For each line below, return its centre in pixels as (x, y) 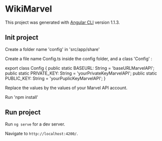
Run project (23, 112)
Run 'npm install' (22, 97)
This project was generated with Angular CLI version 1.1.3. (62, 22)
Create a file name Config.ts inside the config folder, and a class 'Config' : (79, 59)
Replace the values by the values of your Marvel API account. (66, 88)
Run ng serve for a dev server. (35, 124)
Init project (22, 38)
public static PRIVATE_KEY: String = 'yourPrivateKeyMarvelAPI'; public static (81, 73)
